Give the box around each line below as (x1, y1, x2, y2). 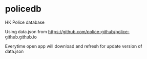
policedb (5, 3, 42, 15)
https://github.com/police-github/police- (48, 29, 130, 34)
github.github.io (5, 34, 37, 40)
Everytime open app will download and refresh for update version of (5, 43, 143, 49)
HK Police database (5, 19, 45, 25)
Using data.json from (5, 29, 47, 34)
